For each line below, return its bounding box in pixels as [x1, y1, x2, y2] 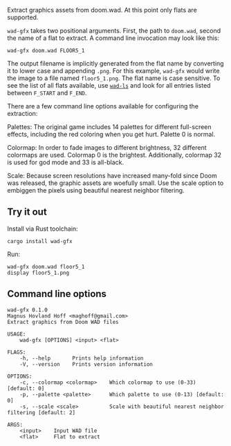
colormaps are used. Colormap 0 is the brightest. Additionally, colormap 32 [7, 151, 222, 159]
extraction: [7, 110, 38, 117]
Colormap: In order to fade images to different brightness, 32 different [7, 144, 207, 151]
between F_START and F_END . [7, 89, 87, 97]
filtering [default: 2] [7, 409, 76, 416]
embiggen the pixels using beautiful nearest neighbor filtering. [7, 186, 185, 194]
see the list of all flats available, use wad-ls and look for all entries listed [7, 81, 211, 89]
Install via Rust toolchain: [7, 224, 78, 233]
